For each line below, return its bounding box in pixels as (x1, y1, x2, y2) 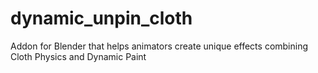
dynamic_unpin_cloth (10, 7, 193, 30)
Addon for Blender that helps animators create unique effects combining (10, 40, 309, 52)
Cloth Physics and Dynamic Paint (10, 50, 147, 62)
